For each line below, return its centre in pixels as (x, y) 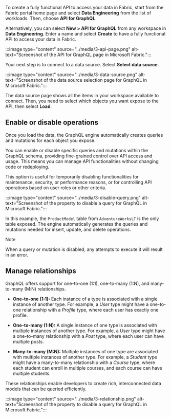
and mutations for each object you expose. (50, 140)
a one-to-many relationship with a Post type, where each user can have (88, 336)
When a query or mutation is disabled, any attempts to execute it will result (84, 249)
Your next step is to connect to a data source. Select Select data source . (82, 65)
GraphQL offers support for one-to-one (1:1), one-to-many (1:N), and (77, 283)
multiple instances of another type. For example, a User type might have (89, 331)
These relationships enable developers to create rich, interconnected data (83, 383)
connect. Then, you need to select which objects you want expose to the (82, 101)
